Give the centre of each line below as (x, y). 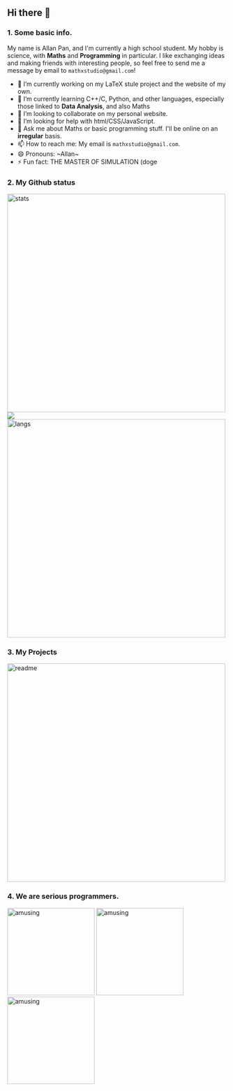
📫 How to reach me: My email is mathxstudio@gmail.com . (98, 143)
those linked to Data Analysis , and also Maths (83, 106)
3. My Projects (32, 652)
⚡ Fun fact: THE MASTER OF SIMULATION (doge (87, 161)
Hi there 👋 (29, 13)
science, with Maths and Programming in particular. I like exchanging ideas (116, 55)
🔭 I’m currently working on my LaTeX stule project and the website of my (121, 84)
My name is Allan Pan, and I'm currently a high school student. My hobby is (115, 48)
